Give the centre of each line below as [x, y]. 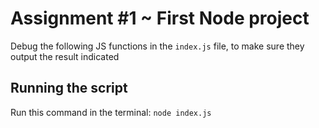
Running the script [69, 88]
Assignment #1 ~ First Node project [160, 18]
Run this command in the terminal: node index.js [111, 112]
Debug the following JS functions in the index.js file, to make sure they [157, 46]
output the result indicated [65, 56]
